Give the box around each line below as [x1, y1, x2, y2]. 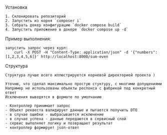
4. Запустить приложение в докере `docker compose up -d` [5, 27, 128, 32]
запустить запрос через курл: [5, 45, 68, 50]
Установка [5, 4, 27, 10]
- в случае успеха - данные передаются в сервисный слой [5, 116, 126, 121]
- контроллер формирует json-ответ [5, 125, 79, 130]
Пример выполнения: [5, 36, 51, 41]
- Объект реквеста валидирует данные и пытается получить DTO [5, 107, 137, 112]
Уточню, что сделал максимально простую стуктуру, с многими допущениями [5, 81, 162, 86]
